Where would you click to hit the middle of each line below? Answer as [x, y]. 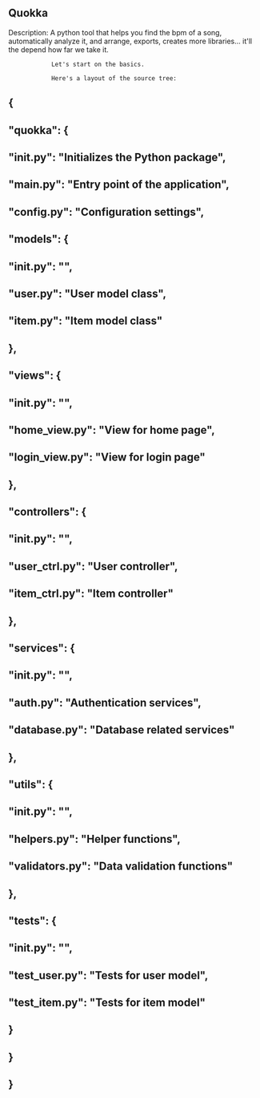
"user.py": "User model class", [87, 293]
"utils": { [31, 784]
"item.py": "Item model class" [86, 321]
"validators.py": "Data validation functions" [121, 867]
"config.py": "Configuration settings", [106, 212]
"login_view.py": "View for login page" [107, 458]
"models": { [39, 239]
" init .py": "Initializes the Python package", [117, 157]
